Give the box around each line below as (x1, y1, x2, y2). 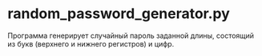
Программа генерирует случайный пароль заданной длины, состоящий (7, 31, 254, 40)
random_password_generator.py (7, 5, 230, 23)
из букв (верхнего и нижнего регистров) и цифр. (7, 39, 175, 48)
